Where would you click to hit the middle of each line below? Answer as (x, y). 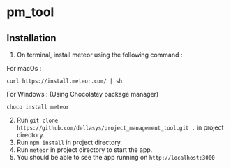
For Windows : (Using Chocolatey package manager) (83, 94)
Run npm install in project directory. (69, 142)
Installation (31, 38)
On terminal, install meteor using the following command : (99, 55)
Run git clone (37, 120)
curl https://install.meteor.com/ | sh (65, 81)
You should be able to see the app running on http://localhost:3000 (116, 157)
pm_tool (30, 12)
